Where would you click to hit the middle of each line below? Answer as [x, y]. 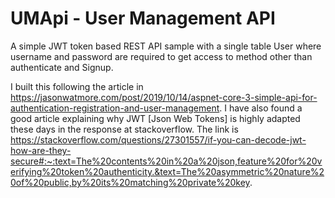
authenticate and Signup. [62, 67]
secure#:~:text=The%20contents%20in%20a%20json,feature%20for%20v [166, 161]
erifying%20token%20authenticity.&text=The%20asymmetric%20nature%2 [167, 171]
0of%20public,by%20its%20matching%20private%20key [130, 182]
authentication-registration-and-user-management [115, 108]
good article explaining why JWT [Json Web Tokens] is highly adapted [155, 118]
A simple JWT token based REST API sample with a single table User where [166, 46]
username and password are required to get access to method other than [161, 56]
